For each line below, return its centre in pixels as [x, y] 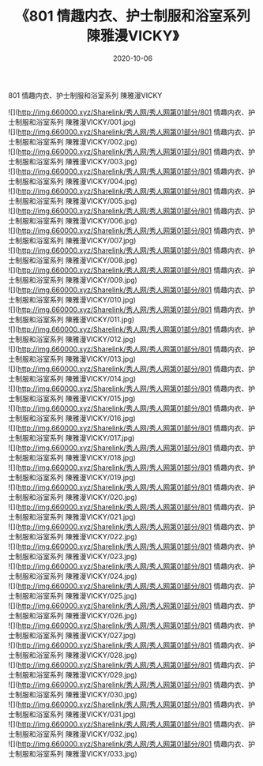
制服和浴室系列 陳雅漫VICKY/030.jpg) [76, 694]
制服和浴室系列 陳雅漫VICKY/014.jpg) [75, 378]
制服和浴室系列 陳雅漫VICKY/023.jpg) [76, 556]
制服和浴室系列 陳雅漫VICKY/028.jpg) [76, 655]
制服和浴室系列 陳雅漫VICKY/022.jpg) [76, 536]
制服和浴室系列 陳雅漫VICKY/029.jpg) [76, 674]
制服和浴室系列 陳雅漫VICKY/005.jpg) [76, 201]
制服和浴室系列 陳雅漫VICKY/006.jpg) [76, 220]
